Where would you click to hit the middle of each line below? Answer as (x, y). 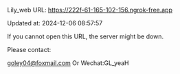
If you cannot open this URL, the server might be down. (85, 36)
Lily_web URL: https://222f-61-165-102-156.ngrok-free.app (90, 10)
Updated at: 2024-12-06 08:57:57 (55, 23)
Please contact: (29, 50)
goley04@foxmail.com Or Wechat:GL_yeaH (68, 63)
